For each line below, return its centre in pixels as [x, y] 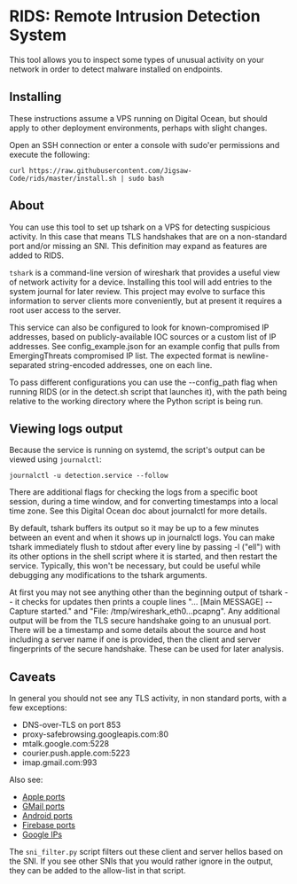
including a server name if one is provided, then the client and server [135, 639]
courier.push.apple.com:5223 [76, 753]
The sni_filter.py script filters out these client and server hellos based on [146, 852]
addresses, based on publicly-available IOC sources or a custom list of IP [143, 336]
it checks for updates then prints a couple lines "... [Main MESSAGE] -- [144, 602]
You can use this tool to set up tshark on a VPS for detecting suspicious [140, 227]
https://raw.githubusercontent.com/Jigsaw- [110, 170]
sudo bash [146, 178]
